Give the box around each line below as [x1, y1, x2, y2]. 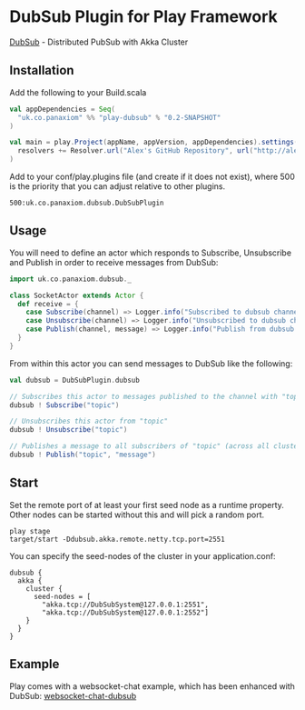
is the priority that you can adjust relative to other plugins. [9, 181, 225, 192]
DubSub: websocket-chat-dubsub [9, 690, 137, 701]
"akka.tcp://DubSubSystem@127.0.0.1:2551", [42, 600, 209, 609]
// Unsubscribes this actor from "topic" [9, 416, 169, 426]
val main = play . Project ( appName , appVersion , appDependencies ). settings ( [9, 138, 299, 147]
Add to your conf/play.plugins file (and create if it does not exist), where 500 [9, 171, 295, 182]
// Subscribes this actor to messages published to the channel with [9, 392, 279, 401]
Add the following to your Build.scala [9, 86, 147, 97]
